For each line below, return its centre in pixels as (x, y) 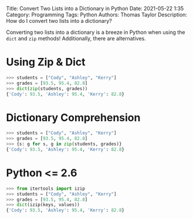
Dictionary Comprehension (73, 117)
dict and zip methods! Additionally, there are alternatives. (76, 38)
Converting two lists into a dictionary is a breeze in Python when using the (96, 32)
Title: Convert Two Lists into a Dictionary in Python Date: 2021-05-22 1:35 (95, 8)
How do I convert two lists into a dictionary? (59, 21)
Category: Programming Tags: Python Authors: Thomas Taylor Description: (97, 15)
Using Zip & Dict (46, 62)
